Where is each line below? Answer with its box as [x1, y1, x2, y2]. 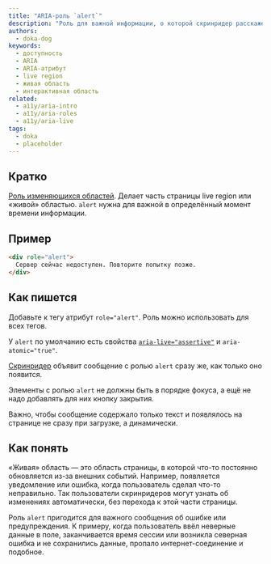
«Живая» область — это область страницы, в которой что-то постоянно [8, 463, 258, 473]
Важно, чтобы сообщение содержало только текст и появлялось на [8, 409, 243, 419]
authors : [8, 27, 38, 35]
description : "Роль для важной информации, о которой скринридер [8, 19, 232, 28]
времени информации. [8, 208, 87, 218]
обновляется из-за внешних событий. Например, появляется [8, 471, 220, 481]
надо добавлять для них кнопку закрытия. [8, 393, 155, 403]
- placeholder [15, 139, 63, 148]
